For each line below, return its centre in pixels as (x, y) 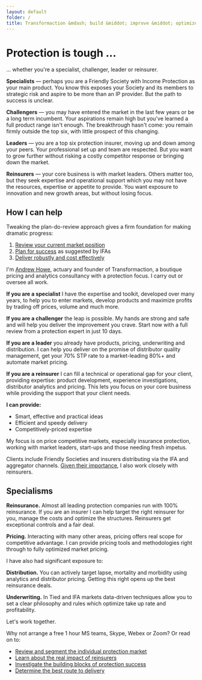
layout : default (26, 12)
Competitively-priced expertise (53, 430)
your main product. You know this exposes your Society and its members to (100, 87)
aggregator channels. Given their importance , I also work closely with (92, 466)
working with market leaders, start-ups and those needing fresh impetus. (97, 448)
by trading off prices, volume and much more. (63, 307)
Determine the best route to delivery (60, 670)
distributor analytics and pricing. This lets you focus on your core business (99, 387)
